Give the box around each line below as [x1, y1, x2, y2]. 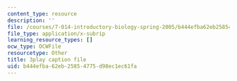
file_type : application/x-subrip [7, 30, 106, 37]
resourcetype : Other [7, 50, 68, 57]
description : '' [7, 17, 55, 24]
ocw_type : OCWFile [7, 43, 61, 50]
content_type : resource [7, 10, 78, 18]
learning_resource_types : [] [7, 37, 93, 44]
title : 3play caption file [7, 56, 87, 63]
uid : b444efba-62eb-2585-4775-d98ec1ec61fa [7, 63, 138, 70]
